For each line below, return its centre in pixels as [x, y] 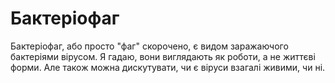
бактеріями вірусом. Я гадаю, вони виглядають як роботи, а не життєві [163, 56]
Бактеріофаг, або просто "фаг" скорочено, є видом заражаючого [149, 46]
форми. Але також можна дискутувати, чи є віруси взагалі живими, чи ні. [168, 67]
